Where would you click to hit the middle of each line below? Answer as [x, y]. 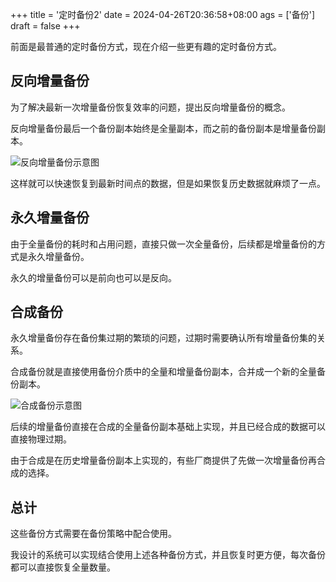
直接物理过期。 [41, 439]
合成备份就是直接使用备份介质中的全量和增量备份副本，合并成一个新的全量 [163, 372]
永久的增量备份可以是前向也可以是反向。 [93, 277]
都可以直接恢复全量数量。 [63, 567]
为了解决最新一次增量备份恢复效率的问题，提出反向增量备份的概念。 [150, 107]
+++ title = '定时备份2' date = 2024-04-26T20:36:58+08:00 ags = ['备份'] [162, 14]
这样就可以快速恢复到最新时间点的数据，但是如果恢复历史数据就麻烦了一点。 [168, 183]
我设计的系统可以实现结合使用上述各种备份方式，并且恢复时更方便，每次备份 [168, 555]
